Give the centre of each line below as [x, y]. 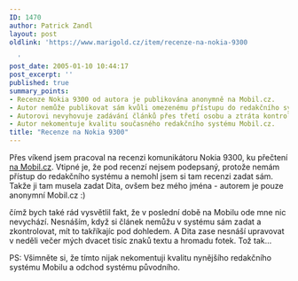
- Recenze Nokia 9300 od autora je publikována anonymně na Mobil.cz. [142, 99]
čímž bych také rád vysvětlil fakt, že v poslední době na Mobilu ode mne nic [148, 212]
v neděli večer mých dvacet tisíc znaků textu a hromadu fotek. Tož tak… [141, 241]
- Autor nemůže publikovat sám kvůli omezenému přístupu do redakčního [144, 107]
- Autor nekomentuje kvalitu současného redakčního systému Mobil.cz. [142, 124]
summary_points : [39, 91]
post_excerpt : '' [41, 75]
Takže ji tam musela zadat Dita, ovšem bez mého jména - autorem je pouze [146, 186]
